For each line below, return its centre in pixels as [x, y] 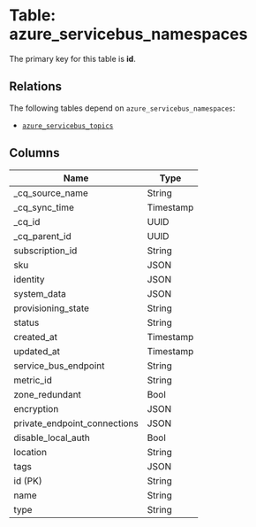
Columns [34, 153]
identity [30, 279]
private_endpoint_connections [76, 423]
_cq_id [27, 221]
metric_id [33, 380]
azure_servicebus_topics [68, 126]
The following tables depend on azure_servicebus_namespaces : [122, 108]
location [30, 452]
